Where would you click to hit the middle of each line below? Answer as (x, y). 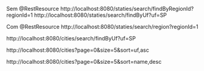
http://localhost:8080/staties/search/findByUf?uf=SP (101, 15)
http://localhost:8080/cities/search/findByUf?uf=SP (71, 38)
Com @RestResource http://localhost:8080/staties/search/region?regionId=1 (102, 27)
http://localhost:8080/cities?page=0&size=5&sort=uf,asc (78, 50)
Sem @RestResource (33, 9)
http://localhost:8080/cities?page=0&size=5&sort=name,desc (84, 62)
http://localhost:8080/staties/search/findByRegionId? (127, 9)
